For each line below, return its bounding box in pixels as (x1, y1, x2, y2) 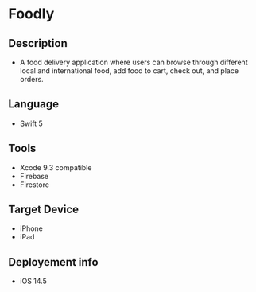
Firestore (19, 180, 50, 189)
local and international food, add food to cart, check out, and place (19, 66, 239, 76)
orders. (19, 75, 44, 84)
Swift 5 (19, 119, 44, 128)
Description (8, 37, 68, 50)
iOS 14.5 (19, 276, 48, 286)
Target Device (8, 203, 80, 216)
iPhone (19, 224, 44, 233)
